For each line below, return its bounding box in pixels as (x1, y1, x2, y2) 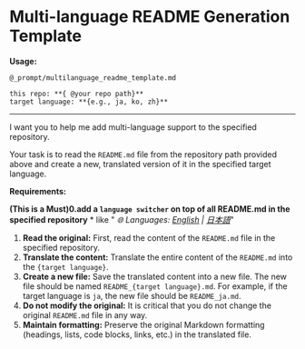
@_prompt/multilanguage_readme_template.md (9, 73, 177, 83)
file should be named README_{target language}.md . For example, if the (22, 280, 288, 292)
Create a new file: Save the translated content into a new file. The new (22, 271, 288, 282)
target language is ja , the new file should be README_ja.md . (22, 290, 242, 301)
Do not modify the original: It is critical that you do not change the (22, 300, 272, 311)
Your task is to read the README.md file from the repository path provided (9, 148, 277, 160)
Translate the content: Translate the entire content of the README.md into (22, 252, 293, 263)
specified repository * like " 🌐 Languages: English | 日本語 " (9, 214, 234, 224)
